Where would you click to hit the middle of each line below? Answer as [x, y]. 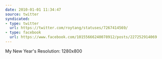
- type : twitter [22, 23]
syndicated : [17, 19]
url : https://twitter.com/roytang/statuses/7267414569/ [69, 28]
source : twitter [22, 14]
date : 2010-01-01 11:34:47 [33, 10]
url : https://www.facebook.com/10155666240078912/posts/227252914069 [83, 37]
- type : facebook [23, 32]
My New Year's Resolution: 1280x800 [44, 51]
